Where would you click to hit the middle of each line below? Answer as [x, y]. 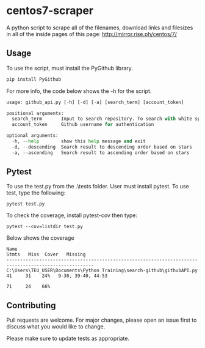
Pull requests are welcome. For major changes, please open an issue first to [102, 320]
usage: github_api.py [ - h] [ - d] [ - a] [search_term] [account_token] [95, 102]
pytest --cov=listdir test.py [45, 227]
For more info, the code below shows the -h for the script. [79, 91]
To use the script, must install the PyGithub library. [70, 68]
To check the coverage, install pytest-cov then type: [72, 215]
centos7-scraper [50, 11]
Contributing [31, 305]
